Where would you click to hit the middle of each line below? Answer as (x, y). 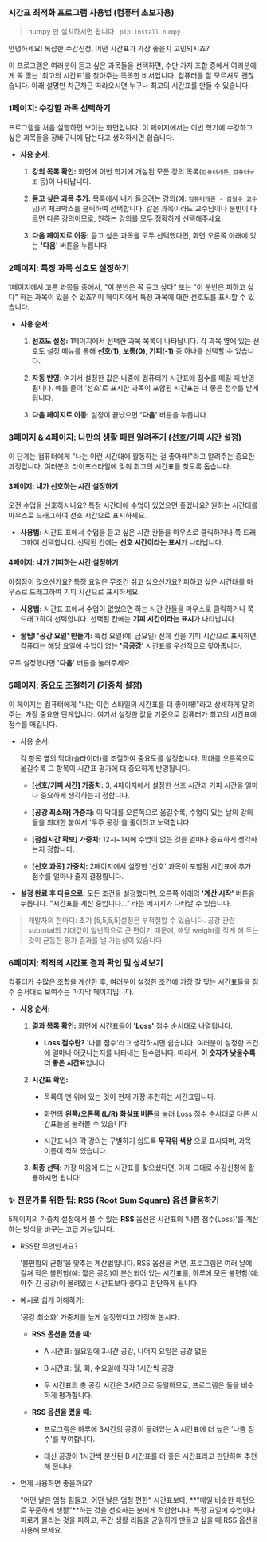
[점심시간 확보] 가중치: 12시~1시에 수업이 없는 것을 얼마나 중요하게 (134, 839)
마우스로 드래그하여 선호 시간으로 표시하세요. (78, 515)
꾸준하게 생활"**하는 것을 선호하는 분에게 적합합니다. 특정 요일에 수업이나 (142, 1510)
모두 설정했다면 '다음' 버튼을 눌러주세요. (71, 662)
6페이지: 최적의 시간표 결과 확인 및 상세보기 (86, 963)
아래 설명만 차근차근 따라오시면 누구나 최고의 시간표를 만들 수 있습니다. (141, 86)
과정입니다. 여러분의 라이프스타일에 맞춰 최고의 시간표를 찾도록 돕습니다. (120, 466)
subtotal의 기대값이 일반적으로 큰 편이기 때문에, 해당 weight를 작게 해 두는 (143, 930)
